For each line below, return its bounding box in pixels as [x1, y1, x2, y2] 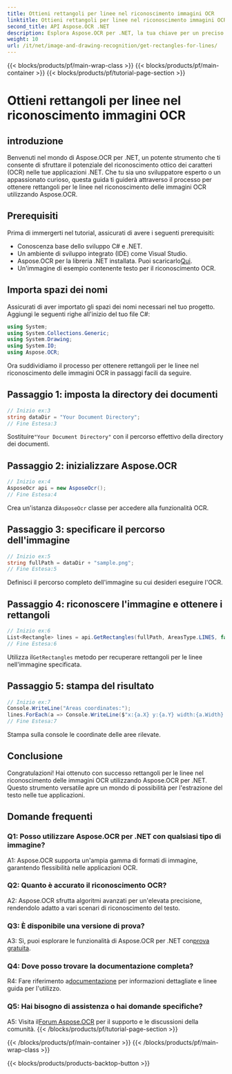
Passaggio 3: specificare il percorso [7, 524, 166, 536]
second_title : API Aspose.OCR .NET [7, 23, 110, 30]
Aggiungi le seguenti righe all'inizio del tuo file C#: [7, 309, 151, 318]
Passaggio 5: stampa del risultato [7, 680, 154, 692]
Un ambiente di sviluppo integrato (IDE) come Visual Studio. [17, 249, 188, 257]
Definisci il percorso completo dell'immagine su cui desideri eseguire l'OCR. [7, 579, 223, 587]
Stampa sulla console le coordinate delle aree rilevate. [7, 731, 161, 739]
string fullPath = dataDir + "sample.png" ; [7, 559, 135, 566]
